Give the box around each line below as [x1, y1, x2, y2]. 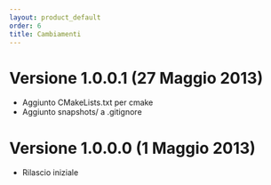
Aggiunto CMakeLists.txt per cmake [21, 97, 154, 108]
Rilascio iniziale [21, 167, 79, 178]
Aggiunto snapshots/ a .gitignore [21, 107, 142, 117]
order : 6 [9, 21, 42, 30]
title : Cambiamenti [9, 29, 82, 38]
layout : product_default [9, 12, 101, 22]
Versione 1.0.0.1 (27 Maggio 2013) [9, 68, 264, 88]
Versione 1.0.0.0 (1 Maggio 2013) [9, 138, 256, 158]
